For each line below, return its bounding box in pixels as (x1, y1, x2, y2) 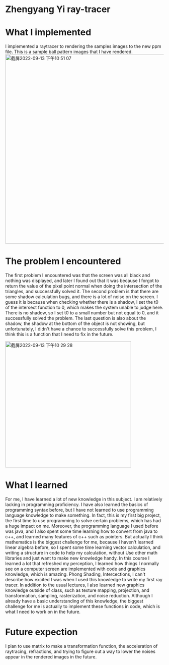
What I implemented (5, 27, 92, 38)
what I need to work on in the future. (5, 609, 81, 615)
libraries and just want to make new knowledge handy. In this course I (5, 555, 150, 561)
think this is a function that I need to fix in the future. (5, 331, 114, 338)
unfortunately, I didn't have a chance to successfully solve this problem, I (5, 326, 157, 332)
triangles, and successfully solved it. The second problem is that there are (5, 289, 159, 295)
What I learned (5, 479, 68, 491)
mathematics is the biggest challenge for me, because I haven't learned (5, 539, 154, 545)
